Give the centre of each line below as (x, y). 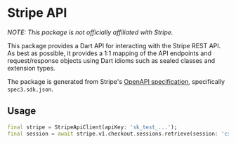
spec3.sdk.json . (31, 89)
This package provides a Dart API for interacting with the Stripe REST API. (114, 45)
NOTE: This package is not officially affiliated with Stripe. (90, 32)
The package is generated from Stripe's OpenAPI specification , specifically (116, 81)
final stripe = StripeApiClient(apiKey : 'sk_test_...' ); (92, 127)
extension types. (31, 68)
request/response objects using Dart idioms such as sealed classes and (111, 60)
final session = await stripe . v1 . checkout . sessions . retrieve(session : (113, 134)
